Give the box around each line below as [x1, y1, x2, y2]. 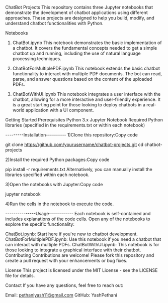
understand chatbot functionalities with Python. [5, 20, 104, 26]
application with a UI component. [25, 107, 94, 113]
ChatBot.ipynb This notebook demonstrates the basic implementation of [12, 40, 162, 46]
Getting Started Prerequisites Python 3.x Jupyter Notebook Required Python [5, 117, 163, 122]
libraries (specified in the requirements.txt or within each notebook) [5, 122, 145, 128]
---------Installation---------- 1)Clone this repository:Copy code [5, 132, 138, 137]
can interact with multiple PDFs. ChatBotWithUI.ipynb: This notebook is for [5, 242, 159, 247]
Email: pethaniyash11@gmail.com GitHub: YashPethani [5, 292, 117, 298]
